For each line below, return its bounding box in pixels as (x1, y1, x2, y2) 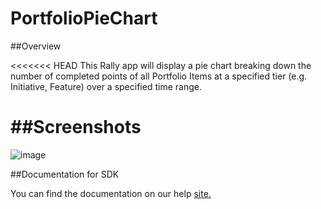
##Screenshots (10, 116, 142, 139)
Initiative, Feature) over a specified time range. (10, 80, 202, 92)
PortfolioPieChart (10, 7, 158, 30)
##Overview (10, 40, 62, 52)
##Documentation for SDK (10, 168, 120, 180)
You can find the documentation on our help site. (10, 187, 212, 199)
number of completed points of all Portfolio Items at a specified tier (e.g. (10, 70, 308, 82)
